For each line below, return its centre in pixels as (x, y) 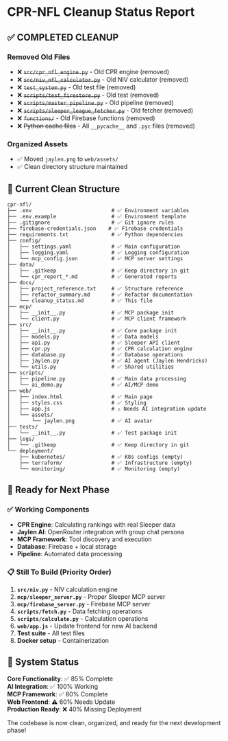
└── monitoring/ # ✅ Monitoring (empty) (100, 469)
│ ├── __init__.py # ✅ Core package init (92, 330)
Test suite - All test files (51, 633)
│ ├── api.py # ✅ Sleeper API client (93, 343)
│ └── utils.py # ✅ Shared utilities (91, 367)
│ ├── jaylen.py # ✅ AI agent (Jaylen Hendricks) (107, 361)
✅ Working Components (48, 510)
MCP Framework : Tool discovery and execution (84, 539)
